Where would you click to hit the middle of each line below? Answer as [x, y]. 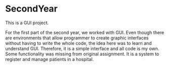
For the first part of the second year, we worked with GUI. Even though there [85, 32]
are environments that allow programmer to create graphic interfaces [77, 38]
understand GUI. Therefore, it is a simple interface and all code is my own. [82, 48]
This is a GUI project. [27, 23]
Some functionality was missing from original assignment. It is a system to [82, 54]
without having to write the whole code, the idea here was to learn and [79, 43]
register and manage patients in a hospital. [50, 59]
